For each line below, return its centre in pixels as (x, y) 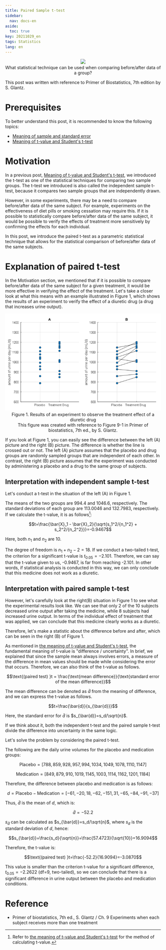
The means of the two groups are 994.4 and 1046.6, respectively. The (76, 503)
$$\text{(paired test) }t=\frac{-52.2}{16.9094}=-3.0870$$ (83, 857)
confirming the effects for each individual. (48, 226)
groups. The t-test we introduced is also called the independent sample (78, 185)
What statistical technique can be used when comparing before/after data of (83, 67)
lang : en (14, 47)
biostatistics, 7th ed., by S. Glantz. (83, 431)
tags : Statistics (23, 42)
